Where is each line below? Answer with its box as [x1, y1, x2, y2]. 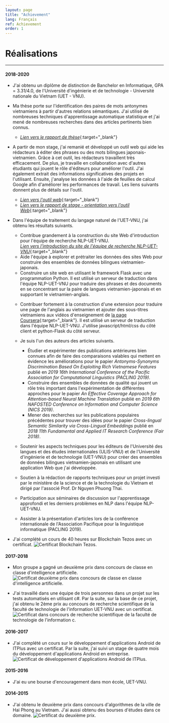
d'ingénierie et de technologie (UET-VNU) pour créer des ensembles [20, 454, 162, 460]
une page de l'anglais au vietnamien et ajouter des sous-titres [20, 307, 148, 313]
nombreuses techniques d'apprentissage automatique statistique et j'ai [12, 114, 160, 120]
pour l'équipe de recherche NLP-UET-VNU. [20, 238, 110, 244]
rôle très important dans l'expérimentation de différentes [27, 385, 145, 392]
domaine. [12, 712, 32, 718]
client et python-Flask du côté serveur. [20, 328, 101, 334]
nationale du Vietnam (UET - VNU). [12, 93, 86, 99]
